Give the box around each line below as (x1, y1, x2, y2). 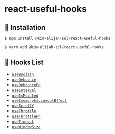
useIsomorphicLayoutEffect (11, 98, 67, 103)
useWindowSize (11, 124, 41, 129)
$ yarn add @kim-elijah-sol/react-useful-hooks (4, 45, 104, 50)
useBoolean (11, 72, 34, 77)
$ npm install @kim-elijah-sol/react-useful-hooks (4, 36, 111, 41)
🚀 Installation (4, 23, 46, 32)
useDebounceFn (11, 82, 41, 87)
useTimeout (11, 119, 34, 124)
